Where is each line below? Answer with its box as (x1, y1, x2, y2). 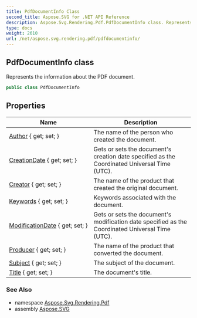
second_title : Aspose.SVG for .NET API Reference (6, 14, 130, 20)
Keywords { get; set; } (9, 197, 69, 205)
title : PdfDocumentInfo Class (6, 8, 80, 15)
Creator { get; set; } (9, 180, 62, 188)
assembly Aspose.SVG (14, 305, 70, 312)
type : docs (6, 25, 33, 31)
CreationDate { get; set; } (9, 156, 77, 164)
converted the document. (93, 249, 163, 257)
